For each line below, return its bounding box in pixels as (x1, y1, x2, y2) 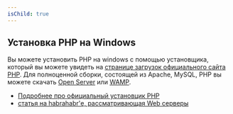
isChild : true (7, 10, 50, 18)
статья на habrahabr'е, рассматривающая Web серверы (17, 99, 189, 108)
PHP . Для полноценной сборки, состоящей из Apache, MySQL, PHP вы (7, 70, 222, 79)
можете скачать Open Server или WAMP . (7, 78, 131, 86)
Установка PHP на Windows (7, 37, 136, 49)
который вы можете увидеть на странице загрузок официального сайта (7, 63, 226, 72)
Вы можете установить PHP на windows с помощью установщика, (7, 55, 210, 64)
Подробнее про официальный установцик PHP (17, 91, 160, 100)
